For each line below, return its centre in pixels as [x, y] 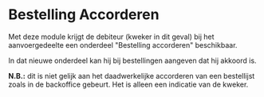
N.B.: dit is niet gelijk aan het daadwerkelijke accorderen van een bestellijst [132, 76]
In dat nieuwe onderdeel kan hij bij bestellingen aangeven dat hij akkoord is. [132, 60]
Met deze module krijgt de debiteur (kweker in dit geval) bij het [111, 37]
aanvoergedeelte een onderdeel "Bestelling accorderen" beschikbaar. [123, 45]
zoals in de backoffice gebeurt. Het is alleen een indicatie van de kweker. [128, 84]
